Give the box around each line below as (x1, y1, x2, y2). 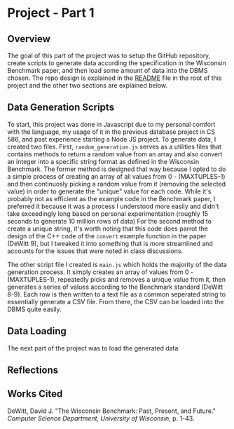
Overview (7, 33, 51, 45)
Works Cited (7, 388, 63, 400)
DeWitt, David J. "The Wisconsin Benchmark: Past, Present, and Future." (7, 407, 216, 415)
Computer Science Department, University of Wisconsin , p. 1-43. (7, 414, 195, 422)
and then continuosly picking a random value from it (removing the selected (7, 179, 226, 188)
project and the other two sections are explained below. (7, 81, 168, 89)
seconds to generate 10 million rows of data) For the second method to (7, 217, 212, 225)
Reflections (7, 365, 59, 376)
